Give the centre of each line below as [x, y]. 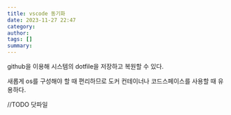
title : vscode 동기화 [37, 14]
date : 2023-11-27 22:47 [42, 20]
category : [22, 26]
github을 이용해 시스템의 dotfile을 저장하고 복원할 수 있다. [86, 66]
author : [18, 33]
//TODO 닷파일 [27, 104]
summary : [20, 46]
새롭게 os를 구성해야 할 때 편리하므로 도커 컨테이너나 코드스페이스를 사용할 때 [112, 81]
